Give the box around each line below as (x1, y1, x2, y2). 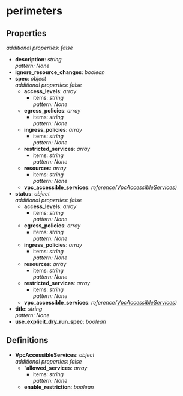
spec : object (14, 75, 47, 82)
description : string (14, 56, 62, 63)
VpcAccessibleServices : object (14, 351, 95, 359)
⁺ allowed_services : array (23, 364, 88, 371)
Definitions (6, 335, 49, 345)
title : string (14, 305, 43, 312)
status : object (14, 190, 50, 197)
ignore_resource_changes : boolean (14, 69, 105, 76)
